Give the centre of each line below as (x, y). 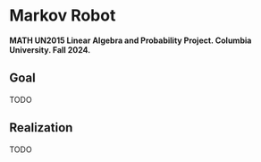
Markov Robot (63, 16)
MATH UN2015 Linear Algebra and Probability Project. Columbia (130, 40)
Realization (41, 128)
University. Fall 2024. (50, 49)
